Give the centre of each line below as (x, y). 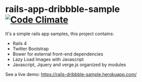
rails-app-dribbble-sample (63, 9)
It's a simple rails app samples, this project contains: (60, 33)
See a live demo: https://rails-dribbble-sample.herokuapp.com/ (71, 74)
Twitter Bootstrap (31, 48)
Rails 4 (19, 43)
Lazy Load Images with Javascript (48, 59)
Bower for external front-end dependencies (58, 54)
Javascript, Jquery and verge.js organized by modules (69, 64)
